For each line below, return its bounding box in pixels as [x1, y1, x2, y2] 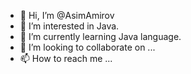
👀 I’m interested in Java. [19, 20, 120, 32]
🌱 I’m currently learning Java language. [19, 31, 182, 42]
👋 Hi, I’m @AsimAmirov [19, 10, 115, 21]
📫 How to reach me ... [19, 53, 113, 64]
